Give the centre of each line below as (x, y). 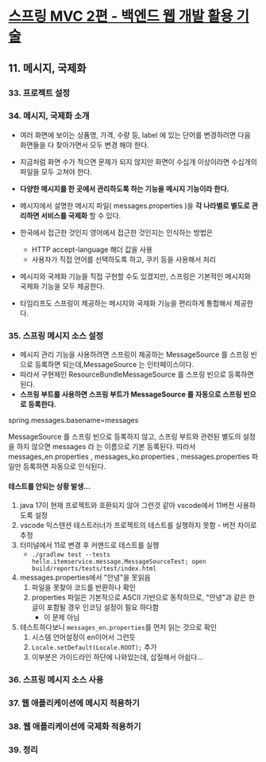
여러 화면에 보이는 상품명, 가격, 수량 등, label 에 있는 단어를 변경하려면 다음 (135, 135)
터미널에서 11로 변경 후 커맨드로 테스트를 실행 (89, 545)
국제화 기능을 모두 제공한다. (62, 286)
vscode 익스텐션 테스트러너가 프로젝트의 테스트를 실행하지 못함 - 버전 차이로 (138, 526)
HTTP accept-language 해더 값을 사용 (92, 249)
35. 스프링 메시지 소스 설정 (56, 335)
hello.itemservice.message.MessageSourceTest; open (119, 562)
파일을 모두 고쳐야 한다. (56, 171)
